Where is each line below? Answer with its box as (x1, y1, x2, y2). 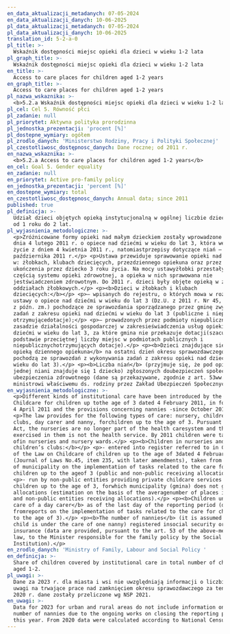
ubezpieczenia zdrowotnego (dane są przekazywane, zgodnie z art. (13, 374, 207, 381)
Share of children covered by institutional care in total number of (13, 559, 216, 567)
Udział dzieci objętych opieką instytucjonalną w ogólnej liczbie (13, 214, 207, 221)
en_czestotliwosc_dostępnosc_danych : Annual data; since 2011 (7, 195, 188, 203)
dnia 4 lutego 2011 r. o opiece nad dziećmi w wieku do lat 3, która (13, 240, 216, 247)
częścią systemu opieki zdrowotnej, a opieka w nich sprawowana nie (13, 272, 213, 279)
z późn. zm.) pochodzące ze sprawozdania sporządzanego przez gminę (13, 304, 213, 311)
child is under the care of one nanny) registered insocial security (13, 521, 216, 528)
